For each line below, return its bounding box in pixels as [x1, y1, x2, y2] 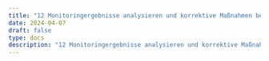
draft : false [8, 26, 52, 34]
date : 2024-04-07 [8, 19, 66, 27]
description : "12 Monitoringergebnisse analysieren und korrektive [8, 41, 239, 49]
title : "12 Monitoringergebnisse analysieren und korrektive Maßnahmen [8, 11, 252, 20]
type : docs [8, 33, 45, 42]
